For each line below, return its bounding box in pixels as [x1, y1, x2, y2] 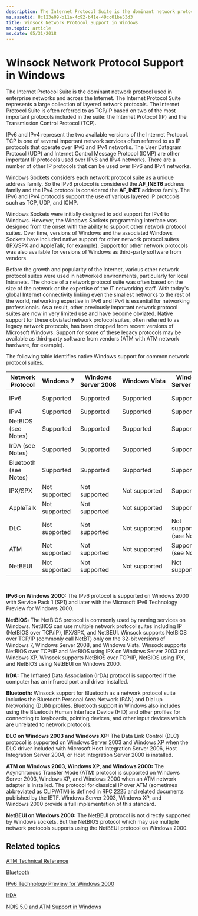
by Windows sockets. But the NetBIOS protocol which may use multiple [6, 818, 179, 826]
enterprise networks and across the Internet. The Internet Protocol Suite [6, 95, 181, 102]
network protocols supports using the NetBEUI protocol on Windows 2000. [6, 824, 188, 831]
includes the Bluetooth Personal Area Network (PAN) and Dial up [6, 696, 163, 703]
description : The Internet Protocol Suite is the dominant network [6, 8, 176, 15]
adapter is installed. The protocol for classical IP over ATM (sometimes [6, 782, 178, 789]
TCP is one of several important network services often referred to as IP [6, 137, 181, 145]
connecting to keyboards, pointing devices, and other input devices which [6, 715, 186, 722]
